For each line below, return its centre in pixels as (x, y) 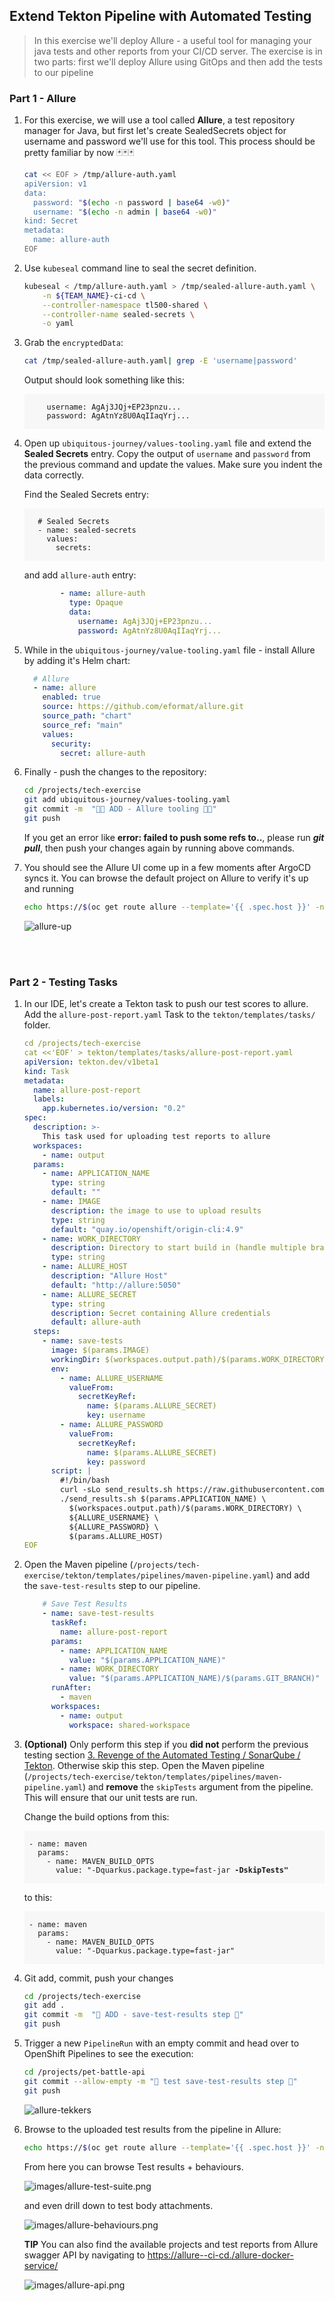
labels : (49, 1099)
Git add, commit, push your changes (98, 1978)
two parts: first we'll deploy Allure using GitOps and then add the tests (178, 61)
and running (48, 888)
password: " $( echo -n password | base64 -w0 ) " (132, 202)
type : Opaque (96, 603)
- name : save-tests (83, 1341)
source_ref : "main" (83, 725)
